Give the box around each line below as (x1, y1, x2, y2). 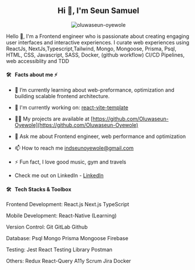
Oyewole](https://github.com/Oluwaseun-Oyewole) (14, 122, 139, 129)
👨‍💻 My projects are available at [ (14, 115, 93, 123)
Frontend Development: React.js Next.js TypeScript (6, 201, 129, 208)
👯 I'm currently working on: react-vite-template (14, 104, 129, 111)
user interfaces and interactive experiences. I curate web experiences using (6, 39, 190, 46)
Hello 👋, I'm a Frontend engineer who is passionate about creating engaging (6, 33, 189, 40)
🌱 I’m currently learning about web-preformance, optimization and (14, 86, 175, 94)
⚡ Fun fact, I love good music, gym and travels (14, 158, 126, 165)
